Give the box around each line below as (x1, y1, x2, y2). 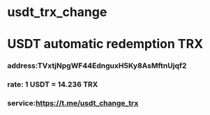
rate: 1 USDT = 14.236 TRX (7, 79, 98, 89)
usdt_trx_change (7, 4, 107, 20)
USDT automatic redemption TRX (7, 36, 204, 52)
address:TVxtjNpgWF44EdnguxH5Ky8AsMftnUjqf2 (7, 61, 187, 70)
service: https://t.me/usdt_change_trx (7, 98, 139, 108)
